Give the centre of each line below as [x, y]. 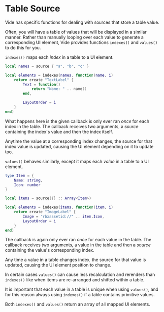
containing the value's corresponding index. [50, 250]
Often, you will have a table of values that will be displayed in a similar [76, 32]
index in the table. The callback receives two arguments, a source [72, 126]
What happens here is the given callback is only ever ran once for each [77, 121]
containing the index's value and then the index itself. [59, 132]
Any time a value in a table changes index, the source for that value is [76, 260]
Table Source [33, 9]
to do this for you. [23, 47]
